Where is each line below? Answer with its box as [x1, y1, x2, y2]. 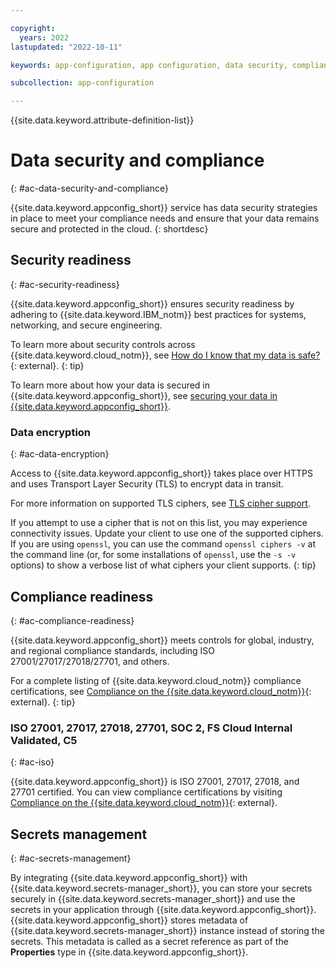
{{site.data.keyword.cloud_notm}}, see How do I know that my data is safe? [10, 349, 321, 361]
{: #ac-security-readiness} [10, 278, 120, 290]
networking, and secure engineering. [10, 319, 163, 331]
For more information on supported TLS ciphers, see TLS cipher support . [10, 497, 311, 510]
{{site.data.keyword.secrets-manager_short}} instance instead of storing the [10, 925, 325, 937]
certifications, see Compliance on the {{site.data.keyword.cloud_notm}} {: [10, 685, 312, 697]
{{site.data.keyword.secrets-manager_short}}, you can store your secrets [10, 882, 313, 895]
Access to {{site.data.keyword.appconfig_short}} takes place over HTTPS [10, 467, 314, 480]
